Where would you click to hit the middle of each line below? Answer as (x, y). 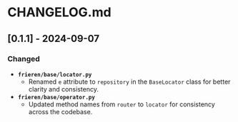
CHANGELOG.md (60, 12)
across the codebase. (60, 111)
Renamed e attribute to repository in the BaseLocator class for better (129, 82)
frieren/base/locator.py (55, 74)
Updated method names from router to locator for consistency (122, 104)
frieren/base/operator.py (56, 97)
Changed (24, 59)
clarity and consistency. (63, 89)
